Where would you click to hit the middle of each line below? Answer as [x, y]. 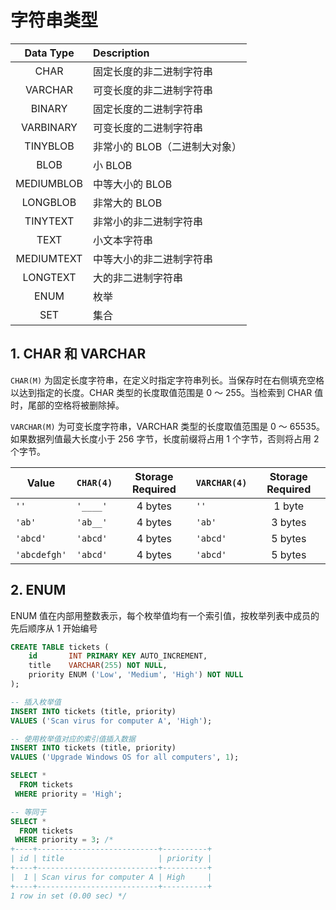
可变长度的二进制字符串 [148, 128]
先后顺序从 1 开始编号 [54, 628]
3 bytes [289, 522]
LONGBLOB [49, 202]
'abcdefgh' [41, 554]
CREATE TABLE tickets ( [60, 647]
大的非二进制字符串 [138, 278]
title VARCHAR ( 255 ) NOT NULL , [98, 666]
